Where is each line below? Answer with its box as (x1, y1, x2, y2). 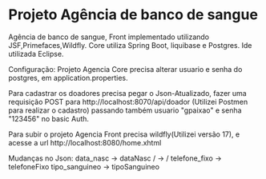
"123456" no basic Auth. (8, 113, 90, 123)
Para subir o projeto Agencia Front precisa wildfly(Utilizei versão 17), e (8, 129, 240, 139)
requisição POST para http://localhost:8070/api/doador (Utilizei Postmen (8, 97, 248, 106)
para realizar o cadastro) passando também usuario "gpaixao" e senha (8, 105, 242, 115)
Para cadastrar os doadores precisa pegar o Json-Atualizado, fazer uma (8, 88, 247, 97)
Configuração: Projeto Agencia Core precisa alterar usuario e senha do (8, 64, 243, 74)
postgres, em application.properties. (8, 73, 128, 82)
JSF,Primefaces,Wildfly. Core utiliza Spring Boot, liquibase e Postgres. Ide (8, 40, 252, 50)
